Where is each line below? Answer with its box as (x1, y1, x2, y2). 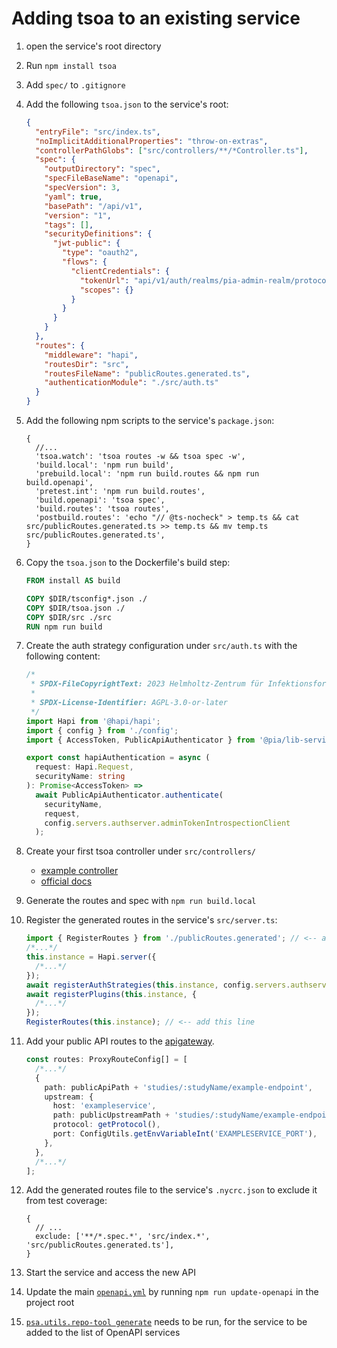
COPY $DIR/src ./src (25, 612, 112, 622)
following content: (25, 650, 101, 662)
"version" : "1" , (44, 210, 112, 221)
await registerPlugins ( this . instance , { (25, 989, 197, 999)
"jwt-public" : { (52, 238, 121, 249)
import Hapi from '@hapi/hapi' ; (25, 716, 161, 726)
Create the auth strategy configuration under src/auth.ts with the (25, 640, 298, 652)
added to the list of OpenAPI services (25, 1327, 181, 1339)
